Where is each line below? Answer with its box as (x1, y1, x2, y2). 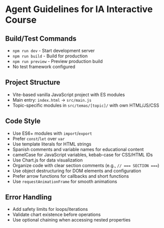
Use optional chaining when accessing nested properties (12, 217, 131, 223)
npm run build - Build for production (12, 53, 88, 59)
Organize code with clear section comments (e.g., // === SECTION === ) (12, 162, 159, 168)
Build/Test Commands (5, 34, 77, 43)
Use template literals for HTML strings (12, 141, 92, 147)
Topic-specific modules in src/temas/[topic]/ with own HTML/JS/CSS (12, 102, 159, 108)
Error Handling (5, 193, 52, 202)
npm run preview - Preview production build (12, 58, 103, 64)
